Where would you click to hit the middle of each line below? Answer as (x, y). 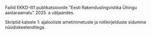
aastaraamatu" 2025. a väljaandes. (40, 13)
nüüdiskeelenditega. (25, 27)
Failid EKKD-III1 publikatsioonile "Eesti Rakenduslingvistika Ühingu (71, 8)
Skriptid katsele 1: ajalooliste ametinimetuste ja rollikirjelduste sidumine (76, 22)
